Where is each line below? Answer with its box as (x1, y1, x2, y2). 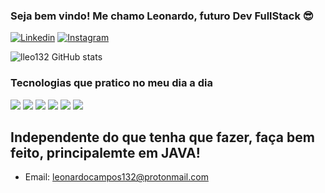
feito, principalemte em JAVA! (10, 144, 201, 161)
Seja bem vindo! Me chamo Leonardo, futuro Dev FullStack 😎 (10, 9, 314, 23)
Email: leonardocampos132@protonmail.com (24, 171, 209, 183)
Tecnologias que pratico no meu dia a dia (10, 76, 213, 90)
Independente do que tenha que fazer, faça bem (10, 129, 315, 146)
